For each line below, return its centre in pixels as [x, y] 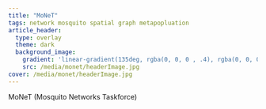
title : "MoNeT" [33, 15]
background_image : [46, 52]
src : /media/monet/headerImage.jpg [81, 67]
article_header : [35, 30]
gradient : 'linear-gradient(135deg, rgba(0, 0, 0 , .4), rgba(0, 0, [138, 60]
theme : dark [35, 45]
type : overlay [38, 38]
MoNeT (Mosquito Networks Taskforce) [73, 96]
